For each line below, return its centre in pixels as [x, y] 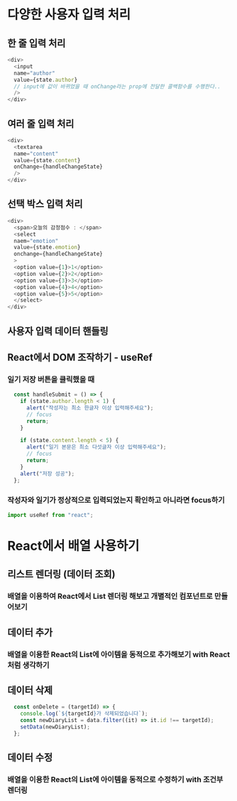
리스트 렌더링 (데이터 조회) [61, 574]
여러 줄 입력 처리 [41, 124]
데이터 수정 [30, 758]
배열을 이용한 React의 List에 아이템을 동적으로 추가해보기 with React [119, 654]
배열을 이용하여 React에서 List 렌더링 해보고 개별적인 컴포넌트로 [110, 597]
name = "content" [36, 154]
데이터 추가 [30, 632]
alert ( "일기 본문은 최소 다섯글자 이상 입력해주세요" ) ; [96, 447]
